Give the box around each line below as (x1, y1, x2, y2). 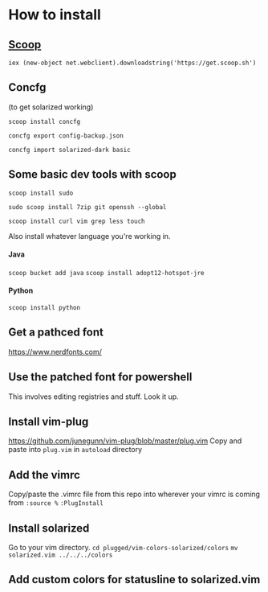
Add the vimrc (8, 468, 80, 482)
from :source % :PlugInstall (8, 498, 104, 508)
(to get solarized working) (8, 102, 94, 112)
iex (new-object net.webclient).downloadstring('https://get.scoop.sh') (8, 59, 257, 67)
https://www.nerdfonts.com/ (8, 347, 102, 356)
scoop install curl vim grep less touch (8, 217, 146, 225)
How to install (8, 6, 102, 24)
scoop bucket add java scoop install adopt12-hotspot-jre (8, 269, 205, 277)
